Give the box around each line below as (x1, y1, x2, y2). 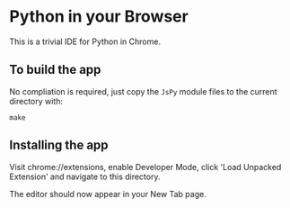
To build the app (9, 62, 101, 77)
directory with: (9, 95, 64, 106)
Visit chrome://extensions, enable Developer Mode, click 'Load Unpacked (9, 161, 282, 172)
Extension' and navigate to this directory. (9, 171, 161, 182)
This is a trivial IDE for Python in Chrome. (9, 36, 162, 47)
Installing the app (9, 138, 110, 153)
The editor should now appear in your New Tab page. (9, 188, 207, 199)
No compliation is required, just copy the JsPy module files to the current (9, 86, 277, 96)
